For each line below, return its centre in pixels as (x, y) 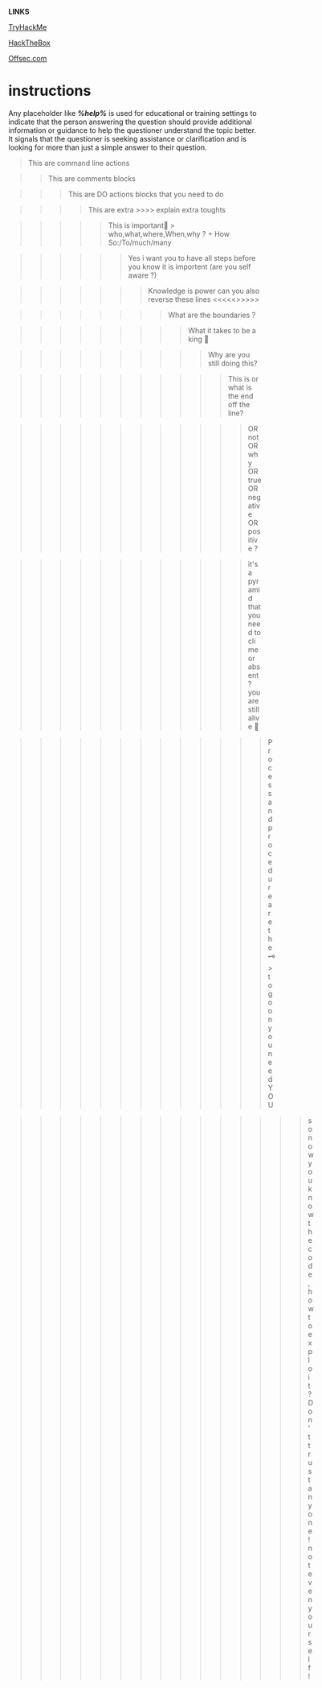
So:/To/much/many (140, 242)
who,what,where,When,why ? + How (169, 233)
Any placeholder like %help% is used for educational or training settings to (132, 113)
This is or (243, 378)
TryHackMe (28, 27)
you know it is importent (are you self (190, 266)
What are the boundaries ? (212, 315)
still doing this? (232, 363)
